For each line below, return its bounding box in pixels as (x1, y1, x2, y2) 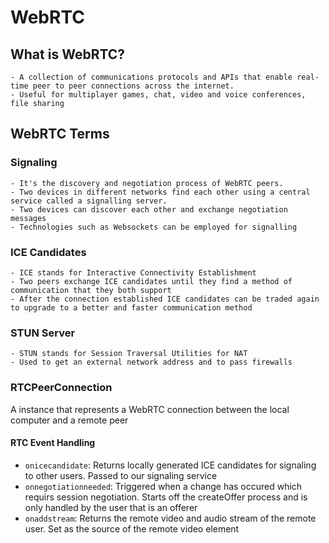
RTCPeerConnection (10, 381, 113, 395)
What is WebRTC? (10, 46, 126, 63)
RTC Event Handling (10, 437, 96, 449)
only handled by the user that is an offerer (24, 501, 198, 513)
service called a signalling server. (10, 196, 168, 206)
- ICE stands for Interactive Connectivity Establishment (10, 267, 257, 278)
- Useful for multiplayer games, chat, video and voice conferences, (10, 90, 307, 100)
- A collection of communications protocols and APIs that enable (10, 72, 293, 82)
